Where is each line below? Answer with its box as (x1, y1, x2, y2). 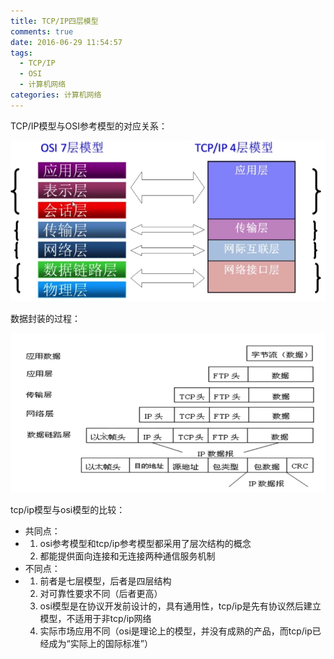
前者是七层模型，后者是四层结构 (39, 575, 172, 587)
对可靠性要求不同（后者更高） (39, 588, 163, 600)
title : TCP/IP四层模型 (10, 16, 99, 26)
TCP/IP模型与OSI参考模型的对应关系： (10, 120, 168, 132)
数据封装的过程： (10, 312, 81, 324)
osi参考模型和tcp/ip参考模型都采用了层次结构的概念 (39, 538, 252, 550)
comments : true (10, 26, 74, 37)
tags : (10, 48, 33, 58)
